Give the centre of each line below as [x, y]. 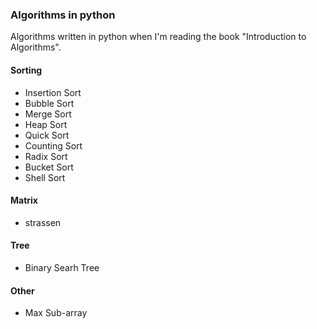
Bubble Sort [49, 103]
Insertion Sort [53, 92]
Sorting [26, 70]
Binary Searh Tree [62, 267]
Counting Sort [53, 145]
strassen [43, 222]
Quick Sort [47, 135]
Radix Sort [46, 156]
